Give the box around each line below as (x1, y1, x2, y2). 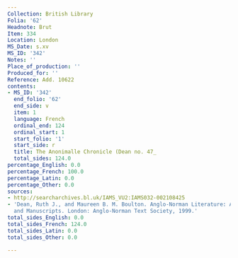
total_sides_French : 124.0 (7, 221, 87, 228)
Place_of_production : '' (7, 63, 81, 70)
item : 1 (13, 109, 37, 116)
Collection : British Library (7, 10, 93, 18)
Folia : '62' (7, 17, 42, 24)
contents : (7, 83, 37, 90)
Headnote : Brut (7, 23, 52, 30)
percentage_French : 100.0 (7, 168, 84, 175)
